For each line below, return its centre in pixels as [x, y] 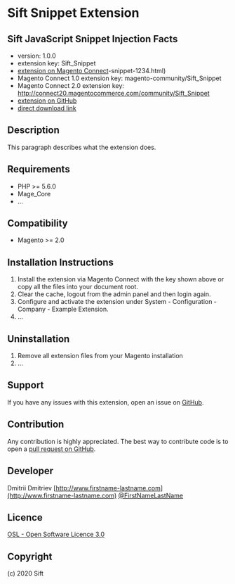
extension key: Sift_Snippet [56, 63]
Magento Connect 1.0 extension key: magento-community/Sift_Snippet [120, 78]
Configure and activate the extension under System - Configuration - [117, 302]
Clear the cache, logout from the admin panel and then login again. [114, 294]
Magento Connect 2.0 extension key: [71, 85]
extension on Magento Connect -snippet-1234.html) [92, 71]
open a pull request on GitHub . [52, 449]
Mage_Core [34, 193]
